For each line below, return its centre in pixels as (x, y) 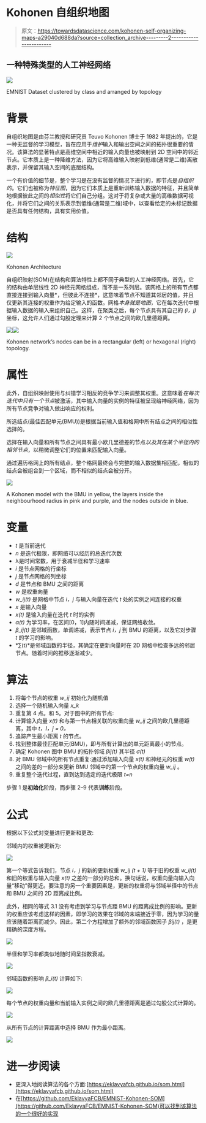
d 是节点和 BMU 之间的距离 (50, 584)
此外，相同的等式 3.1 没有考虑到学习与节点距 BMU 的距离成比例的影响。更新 (102, 906)
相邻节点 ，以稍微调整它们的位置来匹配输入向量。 (68, 450)
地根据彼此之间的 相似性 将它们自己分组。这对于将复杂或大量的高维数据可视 (100, 195)
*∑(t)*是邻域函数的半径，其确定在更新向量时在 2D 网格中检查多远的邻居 (105, 645)
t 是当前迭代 (30, 545)
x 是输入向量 (31, 607)
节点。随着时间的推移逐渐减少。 (55, 653)
